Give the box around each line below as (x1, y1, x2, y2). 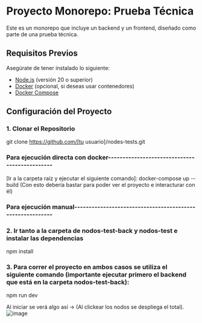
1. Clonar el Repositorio (6, 125, 75, 133)
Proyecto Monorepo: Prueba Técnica (6, 4, 194, 18)
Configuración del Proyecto (6, 106, 112, 117)
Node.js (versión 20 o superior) (14, 76, 93, 83)
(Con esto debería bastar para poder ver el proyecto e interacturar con (20, 181, 195, 188)
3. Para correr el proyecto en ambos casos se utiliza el (6, 263, 168, 271)
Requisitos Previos (6, 48, 78, 59)
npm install (6, 247, 34, 255)
